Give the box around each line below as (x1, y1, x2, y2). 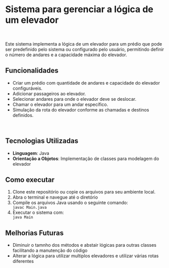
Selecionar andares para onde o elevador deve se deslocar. (12, 96, 137, 102)
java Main (12, 215, 34, 220)
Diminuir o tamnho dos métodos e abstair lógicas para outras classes (12, 242, 156, 248)
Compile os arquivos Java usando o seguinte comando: (12, 200, 129, 206)
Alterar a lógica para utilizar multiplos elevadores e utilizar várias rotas (12, 253, 159, 259)
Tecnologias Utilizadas (5, 137, 79, 145)
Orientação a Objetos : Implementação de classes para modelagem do (12, 156, 159, 162)
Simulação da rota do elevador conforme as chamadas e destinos (12, 106, 149, 112)
